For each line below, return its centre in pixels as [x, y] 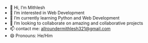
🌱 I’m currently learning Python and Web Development [65, 18]
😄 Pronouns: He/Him [31, 36]
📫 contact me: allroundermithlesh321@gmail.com [60, 29]
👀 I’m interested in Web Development [47, 13]
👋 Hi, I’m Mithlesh [27, 8]
